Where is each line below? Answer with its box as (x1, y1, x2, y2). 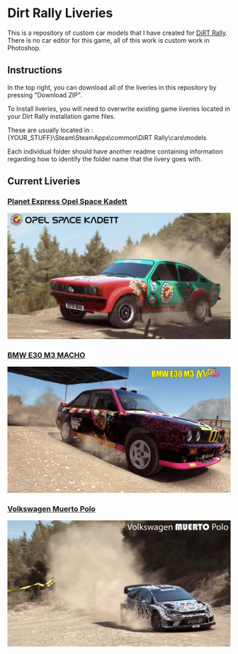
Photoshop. (7, 43, 41, 52)
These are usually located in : (7, 126, 93, 134)
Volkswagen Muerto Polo (7, 503, 96, 513)
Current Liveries (7, 176, 81, 188)
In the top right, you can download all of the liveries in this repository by (7, 83, 217, 92)
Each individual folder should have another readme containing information (7, 147, 223, 156)
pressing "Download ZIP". (7, 90, 83, 99)
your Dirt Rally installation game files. (7, 112, 115, 120)
